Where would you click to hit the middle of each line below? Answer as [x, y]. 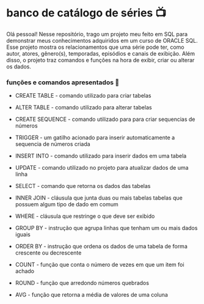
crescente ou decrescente [48, 253]
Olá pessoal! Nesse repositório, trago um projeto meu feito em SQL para [97, 34]
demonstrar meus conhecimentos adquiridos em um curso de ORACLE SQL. [102, 40]
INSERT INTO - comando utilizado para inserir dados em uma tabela [101, 156]
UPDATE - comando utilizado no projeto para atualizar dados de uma [102, 168]
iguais [23, 234]
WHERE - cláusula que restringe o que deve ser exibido [85, 216]
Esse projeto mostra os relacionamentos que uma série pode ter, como [95, 47]
